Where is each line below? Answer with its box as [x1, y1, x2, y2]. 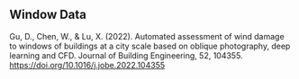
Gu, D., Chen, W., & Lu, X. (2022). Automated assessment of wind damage [9, 31, 285, 41]
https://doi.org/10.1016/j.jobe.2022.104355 [9, 59, 165, 70]
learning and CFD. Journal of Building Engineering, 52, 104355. [9, 49, 243, 61]
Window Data [9, 7, 87, 22]
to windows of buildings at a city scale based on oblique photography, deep [9, 40, 291, 51]
